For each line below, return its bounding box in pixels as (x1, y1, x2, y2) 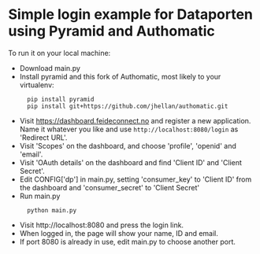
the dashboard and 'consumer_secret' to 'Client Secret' (19, 182, 199, 192)
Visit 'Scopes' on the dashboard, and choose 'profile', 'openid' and (19, 141, 236, 150)
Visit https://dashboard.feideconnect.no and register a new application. (19, 116, 251, 125)
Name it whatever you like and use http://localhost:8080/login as (19, 124, 239, 134)
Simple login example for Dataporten (8, 6, 254, 24)
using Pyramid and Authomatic (8, 22, 215, 40)
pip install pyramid (27, 95, 95, 103)
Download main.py (19, 63, 81, 72)
